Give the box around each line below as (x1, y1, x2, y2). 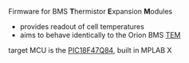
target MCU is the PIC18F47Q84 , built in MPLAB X (8, 46, 172, 54)
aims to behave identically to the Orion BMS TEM (19, 31, 181, 39)
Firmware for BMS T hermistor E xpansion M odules (8, 7, 173, 16)
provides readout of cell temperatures (19, 22, 145, 31)
